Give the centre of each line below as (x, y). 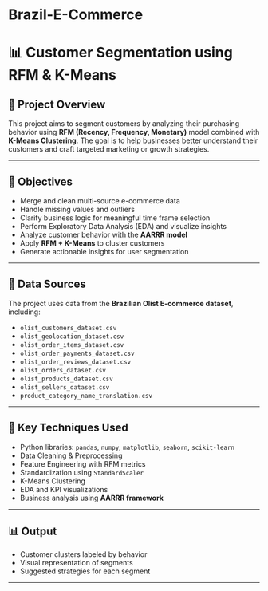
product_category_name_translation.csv (86, 396)
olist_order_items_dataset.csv (72, 345)
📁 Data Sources (47, 284)
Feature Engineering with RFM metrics (83, 463)
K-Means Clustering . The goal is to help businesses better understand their (133, 140)
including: (25, 312)
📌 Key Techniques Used (69, 428)
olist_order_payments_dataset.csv (77, 353)
